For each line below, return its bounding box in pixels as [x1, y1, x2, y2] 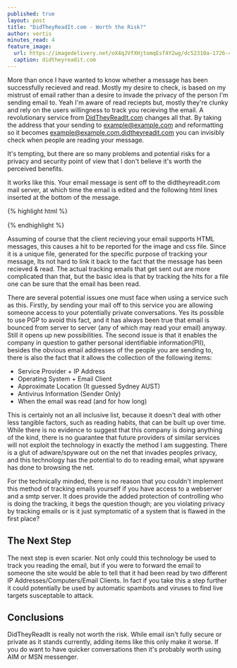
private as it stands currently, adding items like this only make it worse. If [7, 638, 219, 646]
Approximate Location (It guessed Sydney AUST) [17, 382, 161, 390]
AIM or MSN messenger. [7, 652, 79, 661]
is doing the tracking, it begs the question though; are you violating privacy [7, 499, 225, 508]
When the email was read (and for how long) [17, 397, 147, 405]
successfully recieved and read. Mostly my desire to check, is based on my [7, 83, 226, 92]
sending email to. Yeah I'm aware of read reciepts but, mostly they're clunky [7, 98, 229, 107]
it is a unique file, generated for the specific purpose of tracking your [7, 249, 208, 258]
